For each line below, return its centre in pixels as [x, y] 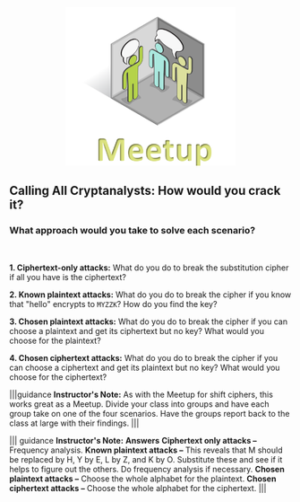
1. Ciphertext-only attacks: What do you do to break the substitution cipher [149, 268]
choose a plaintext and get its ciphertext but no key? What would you [137, 330]
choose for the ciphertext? [58, 377]
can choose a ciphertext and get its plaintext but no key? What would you [145, 367]
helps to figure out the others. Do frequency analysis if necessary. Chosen [147, 469]
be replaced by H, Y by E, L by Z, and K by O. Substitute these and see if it [146, 459]
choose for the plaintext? [55, 340]
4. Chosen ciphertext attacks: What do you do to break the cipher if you [144, 357]
